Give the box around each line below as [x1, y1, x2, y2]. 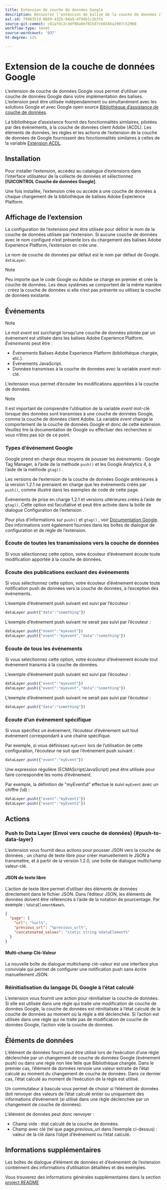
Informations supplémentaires [5, 1146, 101, 1155]
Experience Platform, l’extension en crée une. [5, 242, 98, 248]
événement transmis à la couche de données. [5, 662, 98, 668]
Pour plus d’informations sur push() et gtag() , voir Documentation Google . [5, 517, 159, 523]
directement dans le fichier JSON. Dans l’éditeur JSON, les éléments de [5, 891, 152, 897]
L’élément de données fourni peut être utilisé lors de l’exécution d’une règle [5, 1049, 159, 1055]
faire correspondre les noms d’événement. [5, 772, 92, 778]
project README [5, 1179, 39, 1185]
